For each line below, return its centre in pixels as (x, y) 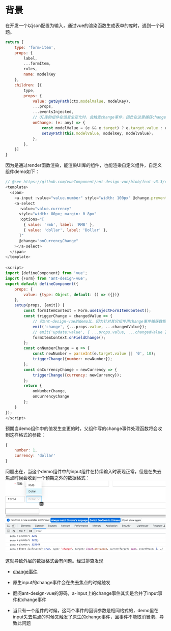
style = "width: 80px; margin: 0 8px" (58, 214)
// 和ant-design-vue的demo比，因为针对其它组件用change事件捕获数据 (99, 321)
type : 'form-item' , (35, 47)
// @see (13, 182)
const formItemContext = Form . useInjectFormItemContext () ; (88, 311)
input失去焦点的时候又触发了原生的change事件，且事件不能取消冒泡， (86, 617)
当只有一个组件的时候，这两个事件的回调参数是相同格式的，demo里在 (85, 611)
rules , (31, 69)
